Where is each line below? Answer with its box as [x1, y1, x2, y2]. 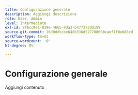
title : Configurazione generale [5, 7, 70, 12]
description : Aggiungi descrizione [5, 12, 77, 16]
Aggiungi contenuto [5, 84, 45, 90]
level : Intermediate [5, 20, 47, 26]
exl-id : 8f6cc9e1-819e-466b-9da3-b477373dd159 [5, 25, 101, 30]
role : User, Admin [5, 16, 42, 21]
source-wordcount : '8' [5, 39, 51, 44]
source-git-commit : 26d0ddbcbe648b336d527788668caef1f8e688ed [5, 30, 133, 34]
